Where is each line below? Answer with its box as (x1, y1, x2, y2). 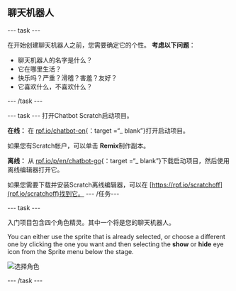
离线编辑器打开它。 (7, 165, 64, 174)
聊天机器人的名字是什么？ (17, 55, 93, 64)
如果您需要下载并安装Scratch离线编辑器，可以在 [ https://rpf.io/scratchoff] (7, 180, 223, 189)
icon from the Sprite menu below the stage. (7, 247, 134, 256)
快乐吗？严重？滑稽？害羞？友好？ (17, 73, 118, 82)
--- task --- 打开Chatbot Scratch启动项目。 (7, 111, 133, 119)
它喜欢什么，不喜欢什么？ (17, 82, 93, 91)
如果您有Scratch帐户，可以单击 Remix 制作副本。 (7, 141, 150, 150)
